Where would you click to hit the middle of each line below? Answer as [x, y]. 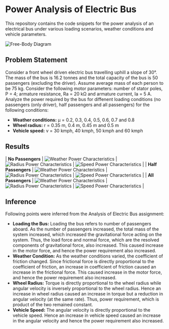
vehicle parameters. [26, 34]
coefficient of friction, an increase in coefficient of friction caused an [84, 267]
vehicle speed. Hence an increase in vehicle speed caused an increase [87, 315]
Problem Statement [36, 60]
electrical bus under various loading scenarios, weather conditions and [79, 28]
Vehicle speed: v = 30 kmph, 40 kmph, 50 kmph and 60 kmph [78, 130]
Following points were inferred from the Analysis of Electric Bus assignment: [85, 214]
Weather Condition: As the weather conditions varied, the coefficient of [88, 256]
